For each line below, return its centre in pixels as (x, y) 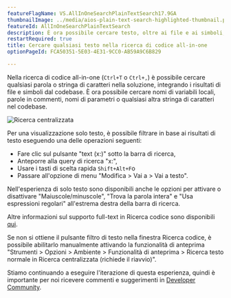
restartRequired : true (40, 39)
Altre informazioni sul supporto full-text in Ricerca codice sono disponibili (111, 216)
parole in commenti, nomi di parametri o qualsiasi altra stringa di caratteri (111, 99)
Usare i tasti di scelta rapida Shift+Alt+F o (76, 168)
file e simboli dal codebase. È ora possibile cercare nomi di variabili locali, (111, 92)
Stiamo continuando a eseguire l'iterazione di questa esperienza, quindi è (111, 273)
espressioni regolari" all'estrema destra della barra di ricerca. (94, 203)
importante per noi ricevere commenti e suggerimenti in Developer (101, 279)
